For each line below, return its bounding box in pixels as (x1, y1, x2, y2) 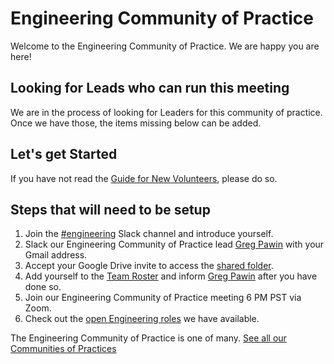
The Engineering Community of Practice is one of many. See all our (10, 332, 287, 344)
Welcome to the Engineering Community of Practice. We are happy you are (10, 40, 320, 52)
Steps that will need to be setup (10, 201, 211, 218)
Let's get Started (10, 146, 118, 163)
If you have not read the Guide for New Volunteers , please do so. (10, 172, 278, 184)
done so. (24, 281, 62, 293)
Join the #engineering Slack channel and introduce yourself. (24, 228, 274, 240)
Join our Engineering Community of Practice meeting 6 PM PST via (24, 292, 302, 304)
